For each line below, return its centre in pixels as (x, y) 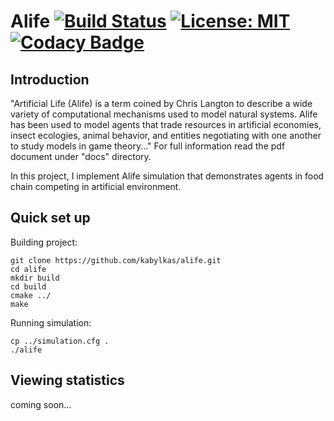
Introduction (50, 79)
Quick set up (50, 218)
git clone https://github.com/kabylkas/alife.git (116, 260)
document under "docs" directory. (81, 156)
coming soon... (41, 404)
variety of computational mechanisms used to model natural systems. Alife (164, 114)
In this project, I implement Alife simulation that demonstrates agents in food (167, 176)
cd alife (28, 269)
